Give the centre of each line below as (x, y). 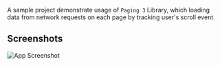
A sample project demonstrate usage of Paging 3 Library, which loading (109, 10)
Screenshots (35, 39)
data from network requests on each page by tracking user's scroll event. (111, 17)
